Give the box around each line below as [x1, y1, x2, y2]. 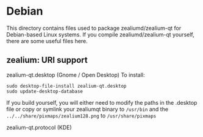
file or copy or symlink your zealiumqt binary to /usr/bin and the [6, 105, 169, 113]
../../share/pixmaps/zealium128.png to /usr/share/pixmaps [6, 111, 157, 119]
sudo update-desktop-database [6, 88, 84, 94]
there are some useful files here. [6, 37, 88, 44]
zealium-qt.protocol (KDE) [6, 124, 72, 131]
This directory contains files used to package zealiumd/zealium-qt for [6, 24, 182, 32]
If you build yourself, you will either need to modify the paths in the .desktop [6, 99, 198, 106]
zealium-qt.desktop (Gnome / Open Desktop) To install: [6, 71, 145, 79]
